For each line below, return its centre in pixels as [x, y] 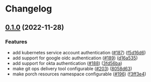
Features [16, 42]
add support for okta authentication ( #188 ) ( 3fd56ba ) [67, 63]
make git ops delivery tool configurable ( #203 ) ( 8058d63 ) [72, 68]
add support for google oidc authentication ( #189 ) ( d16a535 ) [75, 58]
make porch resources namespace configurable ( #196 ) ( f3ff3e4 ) [79, 74]
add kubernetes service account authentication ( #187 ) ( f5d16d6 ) [79, 52]
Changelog [29, 9]
